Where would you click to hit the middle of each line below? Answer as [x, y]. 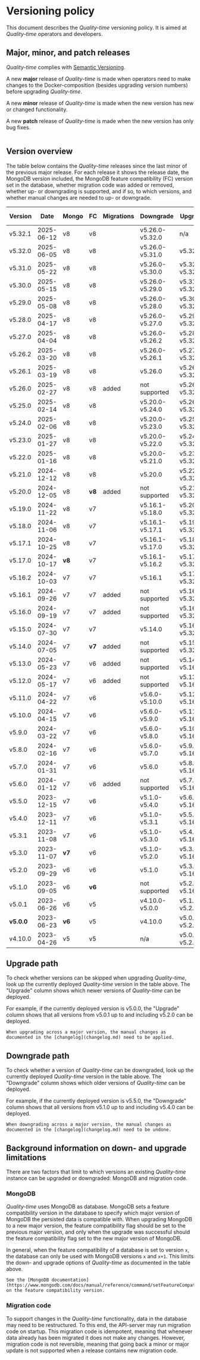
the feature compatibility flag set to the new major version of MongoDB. [94, 1239]
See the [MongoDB [28, 1280]
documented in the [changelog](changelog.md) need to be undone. [89, 1130]
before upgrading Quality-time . [44, 92]
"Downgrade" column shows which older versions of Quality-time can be [96, 1083]
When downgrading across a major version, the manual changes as [89, 1125]
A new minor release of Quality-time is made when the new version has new [100, 103]
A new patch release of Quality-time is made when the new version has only [100, 121]
